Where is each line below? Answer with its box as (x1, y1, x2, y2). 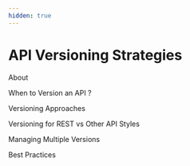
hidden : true (8, 11, 52, 20)
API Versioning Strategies (8, 45, 183, 64)
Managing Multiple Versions (8, 134, 101, 144)
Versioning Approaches (8, 103, 86, 113)
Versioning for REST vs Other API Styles (8, 119, 140, 128)
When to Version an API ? (8, 88, 92, 97)
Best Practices (8, 149, 56, 160)
